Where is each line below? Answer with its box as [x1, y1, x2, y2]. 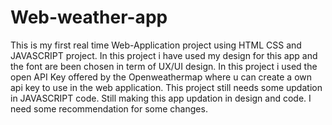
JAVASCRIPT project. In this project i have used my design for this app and [10, 49, 318, 61]
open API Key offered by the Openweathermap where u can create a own [10, 71, 313, 83]
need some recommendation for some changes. [10, 102, 208, 115]
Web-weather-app [10, 6, 168, 29]
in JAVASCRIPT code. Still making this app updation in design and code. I [10, 92, 312, 104]
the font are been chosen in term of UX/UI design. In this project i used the [10, 60, 318, 72]
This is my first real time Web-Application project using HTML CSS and [10, 39, 302, 51]
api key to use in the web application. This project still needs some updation [10, 81, 323, 93]
